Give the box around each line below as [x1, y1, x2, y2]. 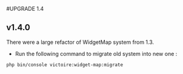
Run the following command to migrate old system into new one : [15, 50, 178, 57]
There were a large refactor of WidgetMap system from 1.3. [6, 39, 155, 46]
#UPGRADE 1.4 [6, 5, 44, 12]
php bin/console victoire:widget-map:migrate [6, 61, 123, 68]
